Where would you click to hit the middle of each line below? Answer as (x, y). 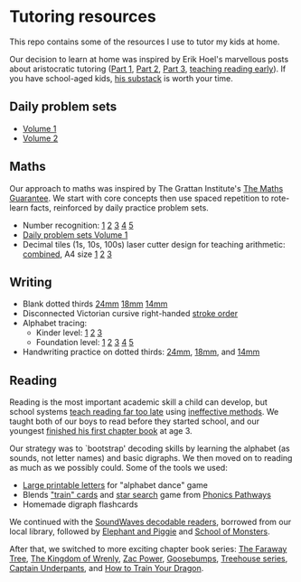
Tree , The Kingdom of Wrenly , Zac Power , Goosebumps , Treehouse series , (149, 559)
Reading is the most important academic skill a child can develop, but (139, 402)
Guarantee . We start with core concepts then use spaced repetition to (139, 198)
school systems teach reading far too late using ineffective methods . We (144, 412)
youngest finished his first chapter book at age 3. (101, 431)
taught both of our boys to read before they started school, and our (135, 421)
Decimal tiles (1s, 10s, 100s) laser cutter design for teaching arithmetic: (154, 244)
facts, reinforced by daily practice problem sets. (120, 207)
